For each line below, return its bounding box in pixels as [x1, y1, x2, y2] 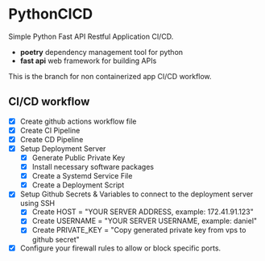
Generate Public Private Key [31, 153, 126, 162]
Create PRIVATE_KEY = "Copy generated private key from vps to [31, 225, 246, 235]
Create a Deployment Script [31, 180, 125, 190]
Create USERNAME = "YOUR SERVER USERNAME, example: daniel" [31, 216, 258, 226]
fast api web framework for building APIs [19, 56, 157, 65]
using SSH [19, 199, 56, 208]
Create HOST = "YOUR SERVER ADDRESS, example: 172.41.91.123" [31, 207, 254, 217]
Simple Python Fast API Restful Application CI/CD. [8, 32, 174, 41]
